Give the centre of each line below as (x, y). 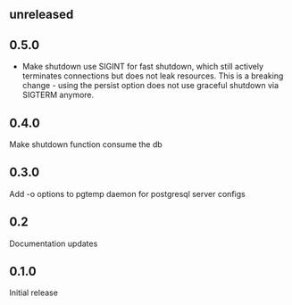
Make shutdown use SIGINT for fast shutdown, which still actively (143, 67)
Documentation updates (54, 243)
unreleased (42, 15)
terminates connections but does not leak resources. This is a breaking (153, 76)
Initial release (33, 293)
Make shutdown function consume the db (86, 144)
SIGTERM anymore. (58, 95)
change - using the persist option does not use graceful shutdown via (150, 86)
